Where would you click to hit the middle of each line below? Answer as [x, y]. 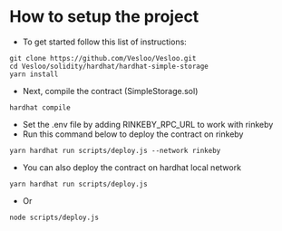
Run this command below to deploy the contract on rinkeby [133, 134]
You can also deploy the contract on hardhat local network [132, 167]
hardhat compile [40, 107]
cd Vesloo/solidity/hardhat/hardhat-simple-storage [109, 66]
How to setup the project [104, 17]
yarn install [34, 74]
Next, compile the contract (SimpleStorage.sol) [110, 91]
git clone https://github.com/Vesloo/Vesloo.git [103, 58]
